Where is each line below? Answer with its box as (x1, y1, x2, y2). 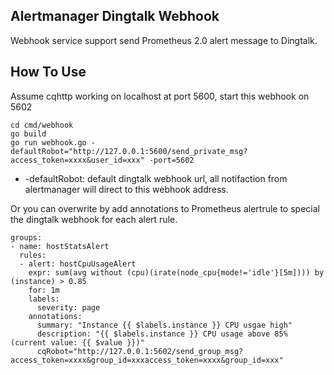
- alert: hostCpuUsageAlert (19, 259, 137, 269)
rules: (19, 250, 47, 260)
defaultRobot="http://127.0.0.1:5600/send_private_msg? (10, 146, 248, 156)
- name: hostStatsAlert (10, 241, 110, 251)
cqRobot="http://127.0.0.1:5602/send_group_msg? (36, 346, 244, 356)
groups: (10, 232, 43, 243)
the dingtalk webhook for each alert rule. (10, 213, 178, 225)
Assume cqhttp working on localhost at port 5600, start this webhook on (10, 90, 310, 102)
